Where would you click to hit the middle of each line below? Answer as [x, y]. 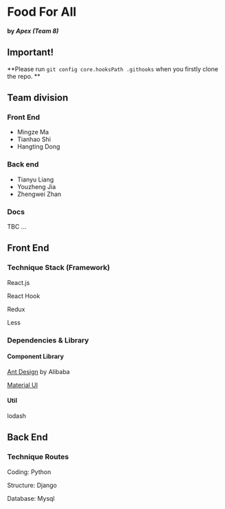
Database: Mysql [31, 498]
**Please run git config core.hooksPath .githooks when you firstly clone [113, 69]
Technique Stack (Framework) [59, 268]
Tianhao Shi [34, 139]
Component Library [35, 356]
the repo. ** [24, 76]
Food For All [42, 12]
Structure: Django [32, 485]
